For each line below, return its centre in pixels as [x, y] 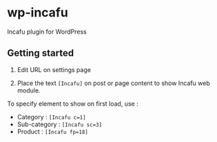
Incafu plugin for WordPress [47, 32]
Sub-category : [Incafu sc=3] [59, 124]
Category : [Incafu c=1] [51, 117]
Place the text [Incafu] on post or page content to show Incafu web [113, 83]
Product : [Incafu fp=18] [52, 131]
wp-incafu [38, 13]
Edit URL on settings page [54, 69]
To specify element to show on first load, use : [73, 104]
